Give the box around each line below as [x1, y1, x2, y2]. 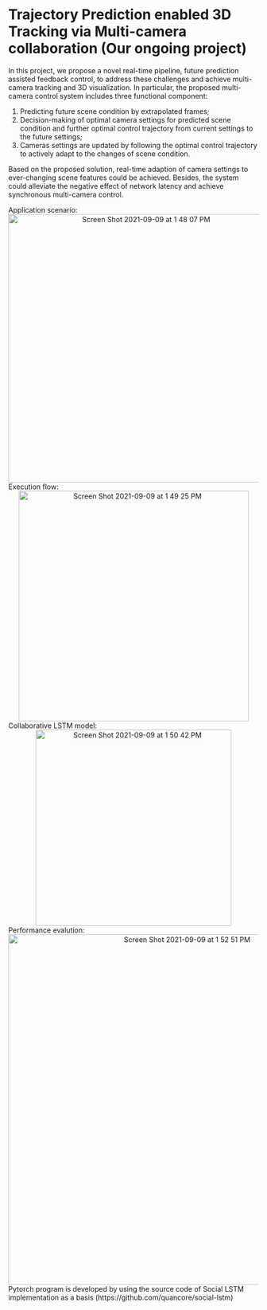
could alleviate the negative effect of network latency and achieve [8, 181, 224, 190]
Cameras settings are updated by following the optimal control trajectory [19, 140, 258, 150]
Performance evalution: [8, 925, 85, 935]
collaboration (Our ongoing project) [8, 40, 247, 57]
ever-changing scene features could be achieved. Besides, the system [8, 173, 239, 182]
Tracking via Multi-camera [8, 22, 187, 41]
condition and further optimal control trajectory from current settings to [19, 123, 253, 133]
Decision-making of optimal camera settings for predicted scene [19, 115, 232, 124]
